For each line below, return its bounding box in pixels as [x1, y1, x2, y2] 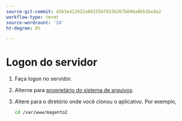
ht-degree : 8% [6, 25, 41, 31]
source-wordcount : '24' [6, 19, 65, 25]
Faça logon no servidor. [14, 75, 72, 83]
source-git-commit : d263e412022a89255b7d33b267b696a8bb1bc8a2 [6, 8, 161, 15]
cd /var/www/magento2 [14, 110, 68, 116]
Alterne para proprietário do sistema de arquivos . [14, 87, 134, 94]
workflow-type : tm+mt [6, 14, 59, 20]
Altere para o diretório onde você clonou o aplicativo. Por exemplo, [14, 98, 177, 105]
